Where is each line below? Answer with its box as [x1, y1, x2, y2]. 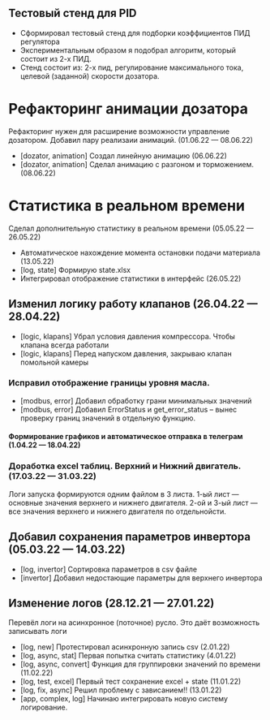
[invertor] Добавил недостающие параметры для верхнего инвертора [19, 572, 263, 583]
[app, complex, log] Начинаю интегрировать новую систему [19, 694, 229, 704]
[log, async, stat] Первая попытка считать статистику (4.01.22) [19, 651, 237, 661]
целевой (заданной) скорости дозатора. [19, 71, 160, 80]
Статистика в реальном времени [8, 196, 246, 214]
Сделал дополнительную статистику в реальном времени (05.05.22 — [8, 223, 254, 233]
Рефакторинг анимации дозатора [8, 100, 249, 118]
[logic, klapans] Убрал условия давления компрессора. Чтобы [19, 331, 235, 341]
